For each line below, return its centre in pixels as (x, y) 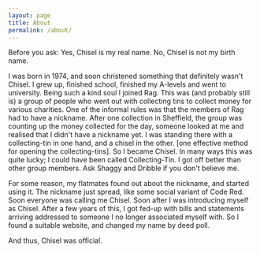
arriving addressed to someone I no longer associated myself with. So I (124, 217)
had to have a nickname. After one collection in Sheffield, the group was (125, 118)
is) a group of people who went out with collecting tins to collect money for (130, 101)
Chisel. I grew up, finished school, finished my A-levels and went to (117, 84)
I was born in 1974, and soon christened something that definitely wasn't (126, 76)
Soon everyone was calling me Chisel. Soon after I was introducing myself (128, 200)
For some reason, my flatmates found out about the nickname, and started (129, 184)
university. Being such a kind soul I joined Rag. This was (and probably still (129, 93)
